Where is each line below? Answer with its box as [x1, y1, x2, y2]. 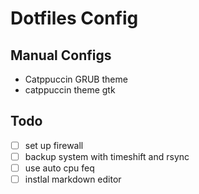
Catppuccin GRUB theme [24, 73, 128, 85]
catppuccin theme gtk [24, 84, 116, 96]
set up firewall [24, 139, 84, 151]
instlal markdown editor [24, 173, 122, 185]
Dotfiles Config [10, 7, 139, 30]
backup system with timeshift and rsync [24, 150, 190, 162]
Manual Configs [10, 47, 112, 64]
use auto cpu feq [24, 162, 95, 174]
